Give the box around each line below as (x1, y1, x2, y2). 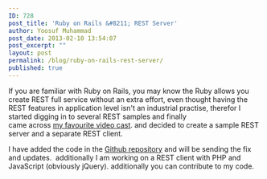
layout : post (8, 49, 52, 57)
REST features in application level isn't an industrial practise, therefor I (8, 103, 241, 112)
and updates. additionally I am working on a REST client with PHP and (8, 153, 241, 162)
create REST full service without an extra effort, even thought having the (8, 94, 248, 104)
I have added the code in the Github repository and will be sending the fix (8, 144, 252, 153)
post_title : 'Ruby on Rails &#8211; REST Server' (8, 19, 179, 27)
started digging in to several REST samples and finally (8, 112, 187, 121)
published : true (8, 64, 63, 72)
